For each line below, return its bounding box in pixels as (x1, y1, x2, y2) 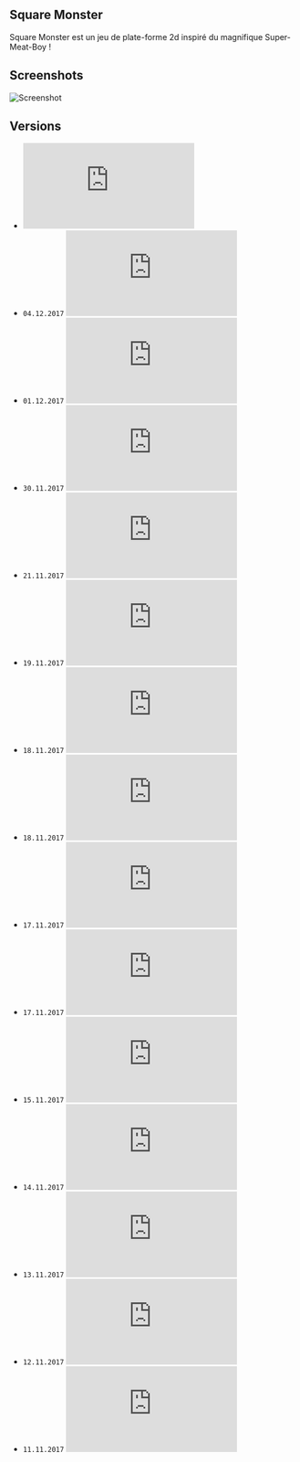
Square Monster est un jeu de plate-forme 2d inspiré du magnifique (9, 31, 264, 42)
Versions (9, 119, 62, 134)
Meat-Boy (9, 41, 47, 52)
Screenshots (9, 68, 84, 83)
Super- (264, 31, 292, 42)
